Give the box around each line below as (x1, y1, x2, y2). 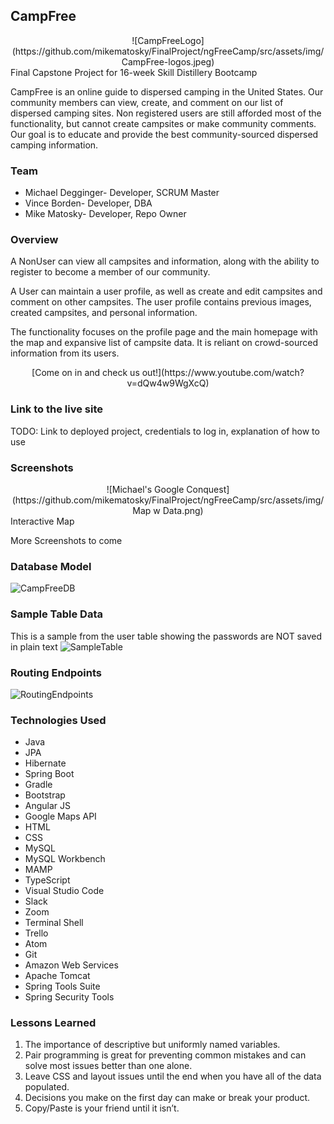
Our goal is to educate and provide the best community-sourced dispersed (10, 128, 319, 140)
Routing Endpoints (10, 665, 103, 679)
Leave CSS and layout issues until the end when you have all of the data (24, 1070, 322, 1083)
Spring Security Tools (24, 991, 115, 1003)
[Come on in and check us (31, 367, 140, 379)
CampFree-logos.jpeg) (121, 55, 215, 68)
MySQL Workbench (24, 853, 106, 865)
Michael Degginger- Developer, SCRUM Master (24, 187, 220, 199)
